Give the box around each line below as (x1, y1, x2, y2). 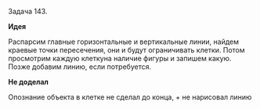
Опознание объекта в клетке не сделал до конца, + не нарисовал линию (8, 93, 252, 101)
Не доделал (8, 78, 49, 86)
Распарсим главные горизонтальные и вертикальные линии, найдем (8, 37, 240, 46)
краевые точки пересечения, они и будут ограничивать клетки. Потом (8, 45, 245, 54)
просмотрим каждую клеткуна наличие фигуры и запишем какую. (8, 54, 232, 63)
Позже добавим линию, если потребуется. (8, 62, 151, 71)
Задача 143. (8, 7, 48, 16)
